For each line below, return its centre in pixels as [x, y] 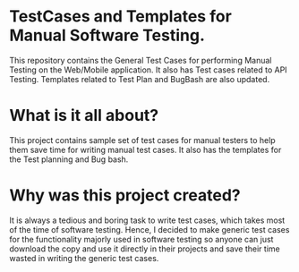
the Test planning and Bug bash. [69, 159]
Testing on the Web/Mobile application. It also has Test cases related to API [149, 70]
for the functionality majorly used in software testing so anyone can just [141, 239]
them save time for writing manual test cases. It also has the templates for [145, 149]
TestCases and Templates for [121, 17]
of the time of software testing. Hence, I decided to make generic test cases [149, 229]
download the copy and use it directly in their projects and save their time [145, 249]
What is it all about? [84, 116]
